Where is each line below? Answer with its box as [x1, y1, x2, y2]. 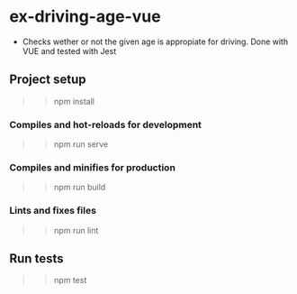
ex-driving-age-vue [9, 6, 161, 27]
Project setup [9, 72, 87, 87]
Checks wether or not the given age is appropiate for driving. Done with [22, 36, 289, 47]
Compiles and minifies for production [9, 161, 175, 173]
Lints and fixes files [9, 205, 97, 217]
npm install [53, 96, 94, 106]
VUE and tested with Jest [22, 45, 117, 56]
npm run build [53, 182, 106, 193]
